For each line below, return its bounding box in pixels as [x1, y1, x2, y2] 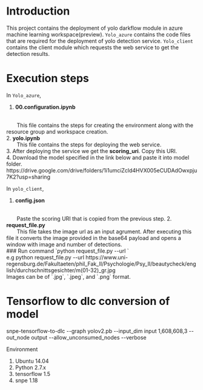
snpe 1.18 [15, 377, 38, 384]
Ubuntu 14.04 [15, 357, 49, 364]
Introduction [6, 4, 70, 18]
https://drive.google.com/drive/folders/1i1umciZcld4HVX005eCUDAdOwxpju [6, 166, 198, 174]
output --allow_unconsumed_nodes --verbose [31, 334, 147, 341]
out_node [6, 334, 30, 341]
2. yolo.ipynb [6, 134, 41, 142]
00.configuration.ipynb [15, 103, 76, 111]
